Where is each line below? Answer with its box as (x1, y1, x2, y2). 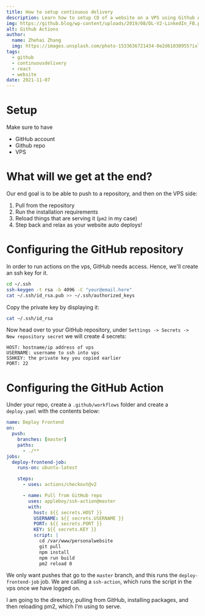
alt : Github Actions (6, 26, 59, 32)
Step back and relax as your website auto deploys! (15, 221, 142, 228)
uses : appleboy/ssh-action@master (28, 498, 116, 504)
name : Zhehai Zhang (12, 37, 62, 43)
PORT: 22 (6, 361, 29, 367)
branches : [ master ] (17, 437, 67, 443)
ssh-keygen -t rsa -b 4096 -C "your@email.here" (6, 286, 132, 293)
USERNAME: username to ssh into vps (6, 350, 99, 356)
